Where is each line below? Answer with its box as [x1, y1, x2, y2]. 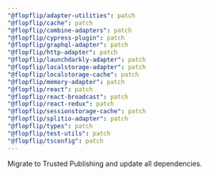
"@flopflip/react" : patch [7, 85, 93, 94]
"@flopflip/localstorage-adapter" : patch [7, 63, 147, 71]
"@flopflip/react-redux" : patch [7, 100, 114, 108]
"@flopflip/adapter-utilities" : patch [7, 11, 136, 20]
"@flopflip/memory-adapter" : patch [7, 78, 125, 86]
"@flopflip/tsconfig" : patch [7, 136, 104, 145]
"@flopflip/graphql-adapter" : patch [7, 41, 128, 49]
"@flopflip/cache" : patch [7, 19, 93, 27]
